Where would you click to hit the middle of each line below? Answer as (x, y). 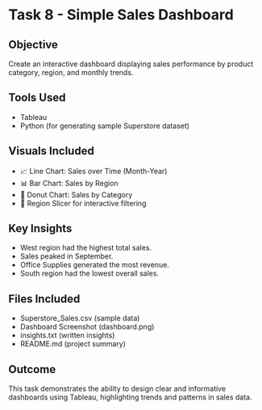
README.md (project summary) (73, 344)
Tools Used (37, 98)
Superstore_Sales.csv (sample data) (80, 318)
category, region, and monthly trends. (71, 72)
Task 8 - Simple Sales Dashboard (121, 15)
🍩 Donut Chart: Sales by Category (76, 194)
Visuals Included (51, 151)
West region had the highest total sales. (85, 248)
